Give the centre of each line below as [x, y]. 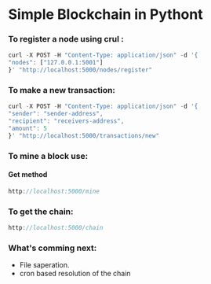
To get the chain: [41, 212]
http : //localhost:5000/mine [54, 191]
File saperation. [44, 265]
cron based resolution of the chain [75, 274]
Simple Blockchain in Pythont [105, 15]
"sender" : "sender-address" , [56, 114]
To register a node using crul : [66, 39]
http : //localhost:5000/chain [56, 228]
